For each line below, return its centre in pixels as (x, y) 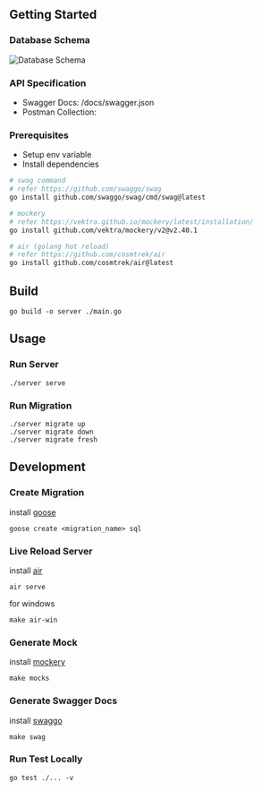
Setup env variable (57, 155)
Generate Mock (43, 642)
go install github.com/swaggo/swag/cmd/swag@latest (107, 198)
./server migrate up (48, 424)
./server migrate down (51, 432)
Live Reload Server (51, 551)
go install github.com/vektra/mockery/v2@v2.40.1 (104, 230)
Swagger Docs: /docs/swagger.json (88, 102)
